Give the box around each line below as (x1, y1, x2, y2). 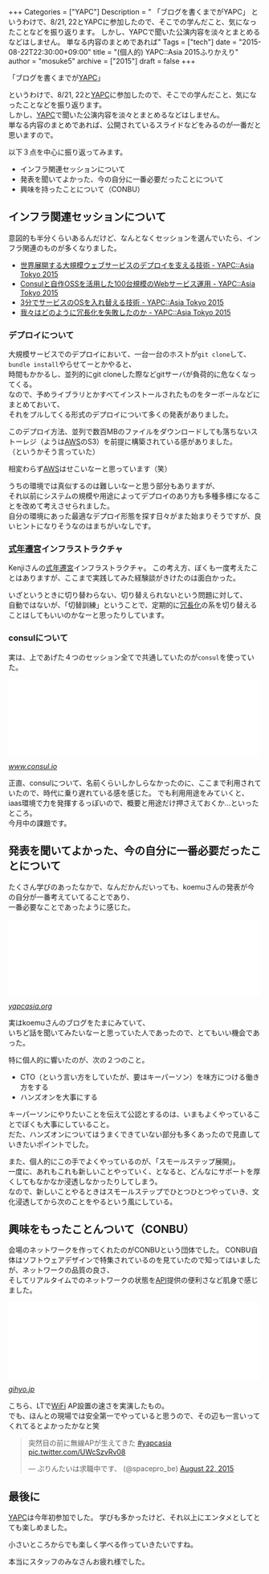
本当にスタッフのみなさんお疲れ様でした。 (8, 1557, 149, 1567)
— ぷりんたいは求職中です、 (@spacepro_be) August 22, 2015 (27, 1464, 234, 1473)
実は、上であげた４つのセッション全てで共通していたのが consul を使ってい (8, 652, 255, 662)
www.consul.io (8, 761, 58, 771)
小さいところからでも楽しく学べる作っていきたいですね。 (8, 1539, 198, 1550)
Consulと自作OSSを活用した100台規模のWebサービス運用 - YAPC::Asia (19, 278, 255, 288)
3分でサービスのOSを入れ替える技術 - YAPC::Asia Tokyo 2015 (19, 297, 224, 307)
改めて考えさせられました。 (22, 501, 114, 511)
